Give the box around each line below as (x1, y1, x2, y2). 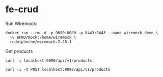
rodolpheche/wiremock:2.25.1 (10, 39, 72, 44)
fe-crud (5, 4, 39, 15)
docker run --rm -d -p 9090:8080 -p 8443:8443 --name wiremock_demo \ (5, 30, 158, 35)
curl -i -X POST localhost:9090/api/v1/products (5, 67, 111, 72)
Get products (5, 48, 33, 54)
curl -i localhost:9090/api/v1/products (5, 58, 93, 63)
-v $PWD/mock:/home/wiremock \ (10, 35, 76, 40)
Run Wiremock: (5, 20, 38, 27)
